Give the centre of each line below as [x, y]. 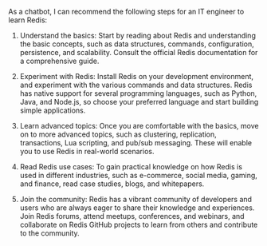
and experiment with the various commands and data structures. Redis [136, 85]
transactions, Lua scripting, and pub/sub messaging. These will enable [136, 143]
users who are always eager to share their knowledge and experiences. [137, 208]
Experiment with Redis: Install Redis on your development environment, [136, 76]
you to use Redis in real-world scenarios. [87, 151]
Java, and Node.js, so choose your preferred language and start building [139, 102]
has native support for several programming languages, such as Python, [138, 93]
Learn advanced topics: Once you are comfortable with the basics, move [139, 126]
